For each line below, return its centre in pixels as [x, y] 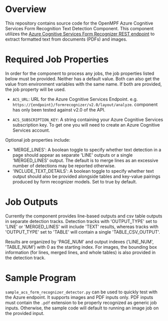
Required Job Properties [57, 60]
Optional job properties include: [38, 140]
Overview [26, 9]
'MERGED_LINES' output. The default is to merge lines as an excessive [85, 160]
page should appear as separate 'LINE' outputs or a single [72, 155]
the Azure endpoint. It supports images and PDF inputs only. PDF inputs [79, 297]
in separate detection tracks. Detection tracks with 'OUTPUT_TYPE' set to [81, 221]
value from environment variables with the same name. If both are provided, [83, 84]
